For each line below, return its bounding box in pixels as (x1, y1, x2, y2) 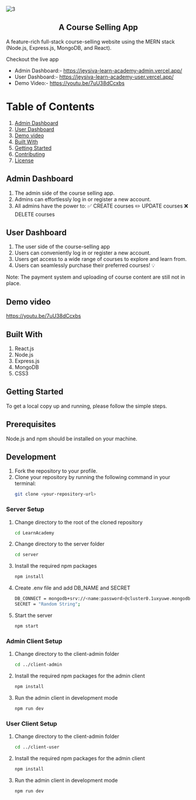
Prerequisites (6, 419, 56, 429)
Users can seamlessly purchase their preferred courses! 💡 (14, 262, 156, 269)
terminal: (14, 480, 36, 487)
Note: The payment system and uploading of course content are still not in (6, 273, 185, 281)
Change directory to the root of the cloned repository (14, 518, 143, 526)
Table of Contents (6, 100, 95, 113)
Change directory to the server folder (14, 540, 105, 548)
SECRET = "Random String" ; (14, 601, 81, 607)
